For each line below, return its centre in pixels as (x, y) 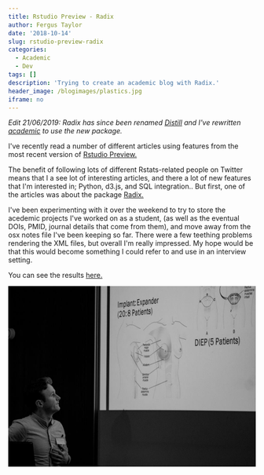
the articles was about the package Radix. (76, 195)
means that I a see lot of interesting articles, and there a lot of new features (130, 178)
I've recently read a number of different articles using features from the (123, 146)
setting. (20, 260)
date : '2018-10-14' (40, 33)
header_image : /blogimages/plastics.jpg (75, 91)
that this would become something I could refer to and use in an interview (127, 252)
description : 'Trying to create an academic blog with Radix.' (114, 82)
